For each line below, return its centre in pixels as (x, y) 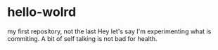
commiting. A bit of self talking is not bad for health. (82, 38)
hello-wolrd (42, 12)
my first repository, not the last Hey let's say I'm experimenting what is (109, 31)
